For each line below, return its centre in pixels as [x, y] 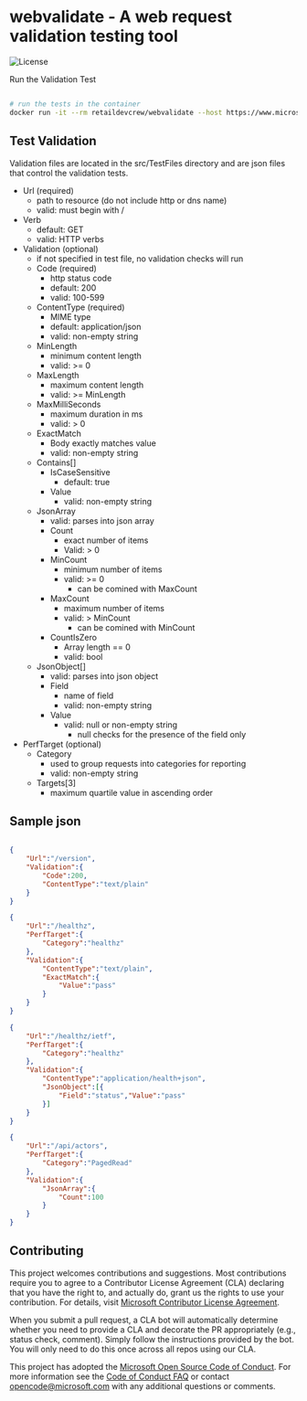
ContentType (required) [80, 307]
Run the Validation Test [53, 79]
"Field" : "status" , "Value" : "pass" [122, 1095]
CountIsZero [74, 637]
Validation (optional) [60, 249]
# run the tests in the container [75, 104]
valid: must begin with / [80, 210]
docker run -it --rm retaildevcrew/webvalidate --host [116, 112]
